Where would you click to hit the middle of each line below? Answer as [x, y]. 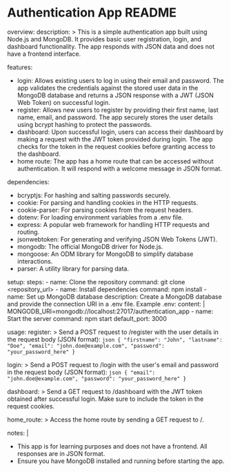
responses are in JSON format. [61, 453]
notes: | [18, 433]
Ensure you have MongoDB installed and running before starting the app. [121, 461]
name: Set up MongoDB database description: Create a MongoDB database [114, 296]
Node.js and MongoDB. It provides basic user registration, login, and [104, 39]
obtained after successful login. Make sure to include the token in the [106, 399]
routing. [28, 232]
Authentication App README [92, 13]
